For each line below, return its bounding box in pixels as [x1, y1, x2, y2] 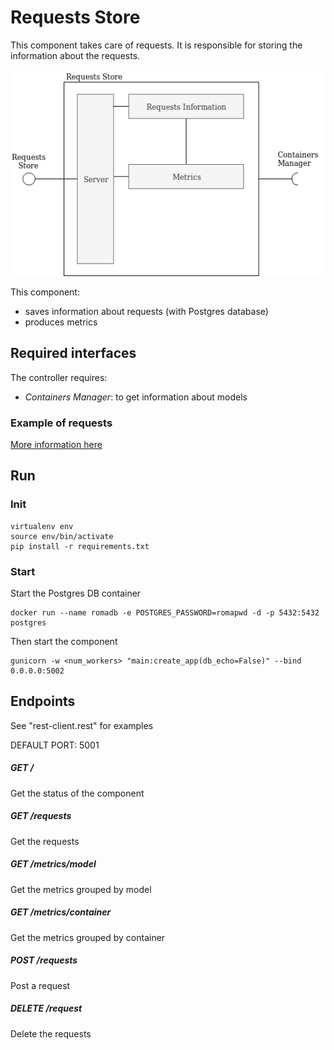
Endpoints [10, 693, 76, 710]
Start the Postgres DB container [10, 587, 142, 599]
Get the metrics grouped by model [10, 883, 152, 895]
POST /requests [10, 954, 78, 966]
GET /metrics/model [10, 858, 97, 870]
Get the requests [10, 835, 80, 847]
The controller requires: [10, 371, 108, 383]
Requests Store [10, 6, 141, 29]
